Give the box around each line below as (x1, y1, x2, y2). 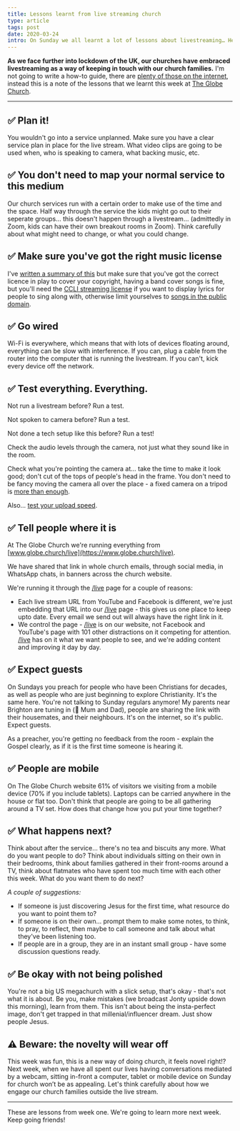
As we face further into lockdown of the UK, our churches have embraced (7, 56, 231, 65)
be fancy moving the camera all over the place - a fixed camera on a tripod (7, 480, 228, 488)
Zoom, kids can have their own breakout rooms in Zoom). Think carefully (7, 222, 221, 231)
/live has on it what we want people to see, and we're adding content (17, 635, 221, 643)
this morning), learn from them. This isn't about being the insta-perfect (7, 1002, 216, 1011)
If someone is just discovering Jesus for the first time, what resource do (17, 902, 230, 910)
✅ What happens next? (7, 825, 112, 838)
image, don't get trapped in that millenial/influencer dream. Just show (7, 1010, 213, 1018)
